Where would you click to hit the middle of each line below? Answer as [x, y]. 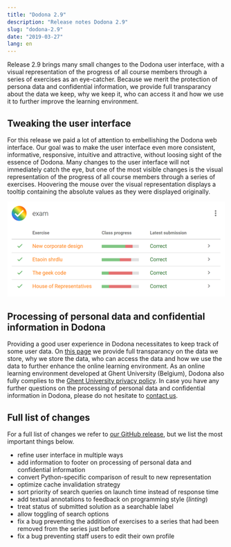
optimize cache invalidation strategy [69, 485]
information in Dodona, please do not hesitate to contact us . [93, 396]
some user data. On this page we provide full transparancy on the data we [113, 351]
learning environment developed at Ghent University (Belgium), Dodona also [116, 373]
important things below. [41, 441]
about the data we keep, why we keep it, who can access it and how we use [115, 94]
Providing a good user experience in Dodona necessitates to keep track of [113, 344]
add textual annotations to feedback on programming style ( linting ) [112, 499]
